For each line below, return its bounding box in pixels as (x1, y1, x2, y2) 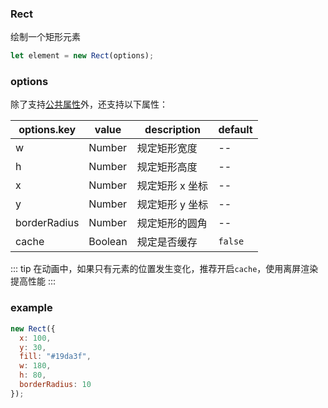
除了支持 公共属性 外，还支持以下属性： (10, 98, 168, 111)
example (10, 301, 53, 315)
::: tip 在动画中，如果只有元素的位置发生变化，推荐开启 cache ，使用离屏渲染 (10, 263, 319, 275)
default (218, 123, 253, 137)
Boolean (88, 235, 128, 249)
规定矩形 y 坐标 (136, 198, 209, 212)
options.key (18, 123, 77, 137)
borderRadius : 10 (19, 380, 92, 390)
